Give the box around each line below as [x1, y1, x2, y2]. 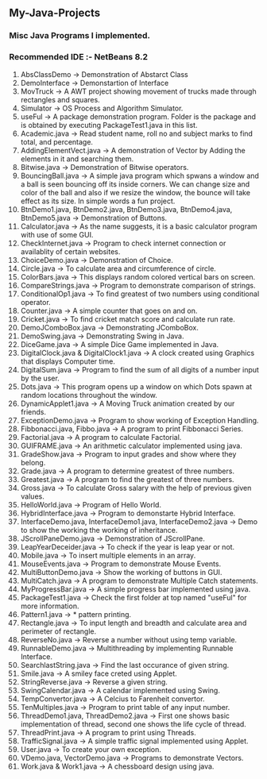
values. [20, 492, 44, 501]
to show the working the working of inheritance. [20, 525, 178, 534]
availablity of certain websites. [20, 246, 121, 256]
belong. [20, 457, 46, 467]
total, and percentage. [20, 137, 94, 146]
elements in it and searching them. [20, 154, 134, 164]
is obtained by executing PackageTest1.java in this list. [20, 120, 198, 129]
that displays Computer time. [20, 357, 116, 366]
